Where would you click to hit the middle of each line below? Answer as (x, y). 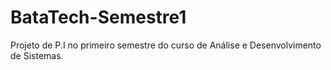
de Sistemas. (37, 55)
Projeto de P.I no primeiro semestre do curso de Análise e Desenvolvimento (166, 45)
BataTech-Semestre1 (98, 17)
